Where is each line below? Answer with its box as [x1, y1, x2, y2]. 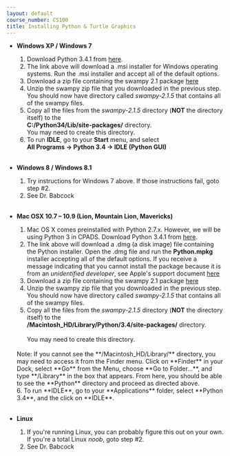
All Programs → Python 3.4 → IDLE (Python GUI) [26, 143, 167, 152]
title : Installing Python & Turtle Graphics [6, 23, 136, 30]
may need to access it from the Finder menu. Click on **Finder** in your [16, 357, 223, 366]
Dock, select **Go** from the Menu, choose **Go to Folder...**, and [16, 364, 213, 373]
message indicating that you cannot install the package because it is [26, 262, 221, 271]
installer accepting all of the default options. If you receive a [26, 255, 198, 263]
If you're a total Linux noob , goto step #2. [26, 435, 145, 444]
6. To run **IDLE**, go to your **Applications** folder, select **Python [16, 386, 223, 395]
